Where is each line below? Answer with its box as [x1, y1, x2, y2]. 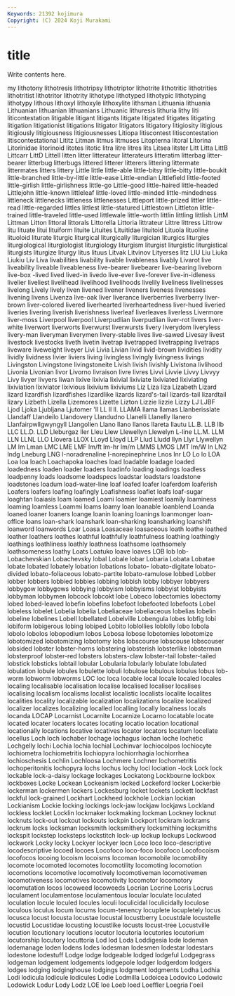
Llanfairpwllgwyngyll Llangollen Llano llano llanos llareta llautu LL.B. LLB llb [7, 420, 224, 429]
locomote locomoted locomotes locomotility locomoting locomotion [7, 861, 202, 869]
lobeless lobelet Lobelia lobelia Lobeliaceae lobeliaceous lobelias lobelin [7, 607, 216, 615]
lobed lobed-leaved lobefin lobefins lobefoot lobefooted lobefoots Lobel [7, 599, 216, 608]
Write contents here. [7, 70, 67, 79]
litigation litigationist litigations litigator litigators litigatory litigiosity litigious [7, 121, 223, 130]
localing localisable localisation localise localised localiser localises [7, 682, 201, 690]
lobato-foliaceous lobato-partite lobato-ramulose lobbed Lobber [30, 570, 216, 578]
